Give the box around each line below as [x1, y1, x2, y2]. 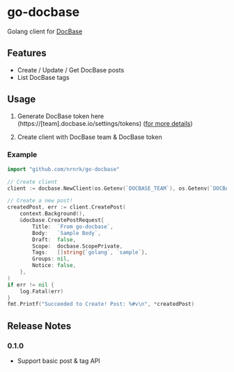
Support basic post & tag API [17, 357, 101, 365]
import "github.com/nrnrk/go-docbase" [7, 165, 120, 172]
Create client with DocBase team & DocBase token [17, 133, 162, 141]
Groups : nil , [32, 255, 70, 263]
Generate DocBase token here [17, 112, 104, 120]
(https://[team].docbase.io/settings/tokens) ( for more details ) [17, 119, 193, 127]
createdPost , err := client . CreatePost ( [7, 204, 127, 211]
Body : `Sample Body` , [32, 229, 101, 236]
